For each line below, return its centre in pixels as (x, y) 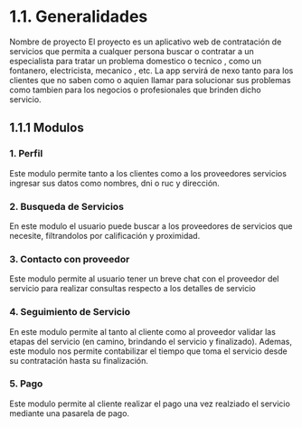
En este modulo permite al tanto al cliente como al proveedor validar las (142, 331)
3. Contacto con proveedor (70, 259)
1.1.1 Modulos (47, 128)
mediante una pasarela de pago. (69, 413)
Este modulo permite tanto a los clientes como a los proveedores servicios (148, 173)
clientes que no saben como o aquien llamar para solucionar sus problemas (150, 80)
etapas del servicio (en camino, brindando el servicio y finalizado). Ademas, (151, 341)
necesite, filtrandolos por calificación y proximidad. (105, 235)
